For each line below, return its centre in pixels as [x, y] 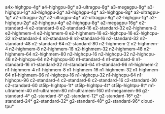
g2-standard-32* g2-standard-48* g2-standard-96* [87, 101]
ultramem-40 [18, 91]
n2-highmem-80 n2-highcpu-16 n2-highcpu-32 [81, 54]
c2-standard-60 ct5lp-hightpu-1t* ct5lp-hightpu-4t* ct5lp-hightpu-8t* [76, 85]
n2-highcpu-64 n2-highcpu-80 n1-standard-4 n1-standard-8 [73, 59]
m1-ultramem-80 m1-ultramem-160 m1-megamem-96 [87, 91]
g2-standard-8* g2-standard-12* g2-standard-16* [82, 96]
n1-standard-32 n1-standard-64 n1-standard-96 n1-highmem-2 [94, 64]
